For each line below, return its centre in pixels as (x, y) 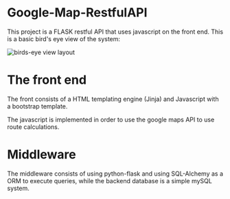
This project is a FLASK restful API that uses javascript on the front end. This (115, 32)
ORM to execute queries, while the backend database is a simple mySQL (110, 180)
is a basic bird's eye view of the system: (64, 38)
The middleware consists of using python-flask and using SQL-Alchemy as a (115, 174)
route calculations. (33, 127)
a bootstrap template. (37, 106)
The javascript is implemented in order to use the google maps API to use (111, 119)
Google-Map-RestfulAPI (77, 13)
